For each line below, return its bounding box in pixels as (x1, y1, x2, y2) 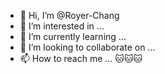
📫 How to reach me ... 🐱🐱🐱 (19, 53, 143, 64)
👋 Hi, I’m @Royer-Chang (19, 10, 120, 21)
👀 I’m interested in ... (19, 20, 105, 32)
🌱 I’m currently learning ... (19, 31, 127, 42)
